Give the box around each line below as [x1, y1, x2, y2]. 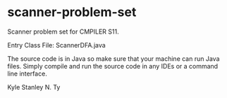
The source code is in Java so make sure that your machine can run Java [7, 54, 220, 63]
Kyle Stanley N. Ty [7, 83, 61, 91]
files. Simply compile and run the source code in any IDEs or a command [7, 62, 219, 70]
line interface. [7, 69, 47, 78]
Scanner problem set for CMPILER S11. [7, 27, 119, 36]
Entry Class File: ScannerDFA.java [7, 41, 106, 49]
